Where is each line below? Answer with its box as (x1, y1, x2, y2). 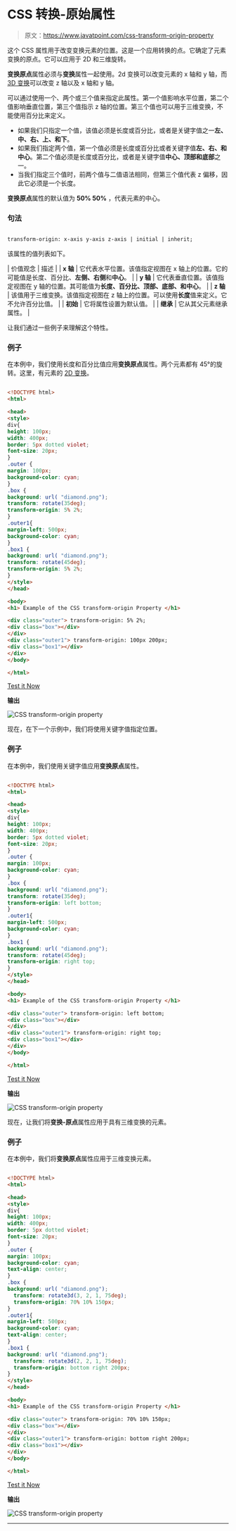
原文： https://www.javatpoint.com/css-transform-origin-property (24, 31, 214, 39)
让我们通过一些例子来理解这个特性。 (7, 323, 112, 332)
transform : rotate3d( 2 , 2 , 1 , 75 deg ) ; (13, 1357, 128, 1365)
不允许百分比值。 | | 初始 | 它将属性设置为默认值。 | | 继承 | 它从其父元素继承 (7, 300, 228, 308)
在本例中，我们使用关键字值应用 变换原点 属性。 (7, 761, 143, 770)
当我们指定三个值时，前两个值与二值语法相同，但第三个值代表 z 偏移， (17, 170, 222, 178)
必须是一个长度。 (29, 179, 79, 187)
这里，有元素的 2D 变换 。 (19, 369, 93, 377)
